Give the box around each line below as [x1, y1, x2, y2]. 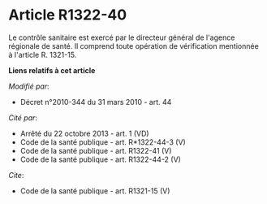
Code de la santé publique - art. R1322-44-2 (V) [19, 154, 181, 164]
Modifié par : [8, 81, 50, 91]
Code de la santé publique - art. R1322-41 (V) [19, 145, 172, 155]
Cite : [8, 170, 24, 180]
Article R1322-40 [8, 6, 127, 24]
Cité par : [8, 112, 38, 123]
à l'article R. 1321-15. [8, 50, 77, 59]
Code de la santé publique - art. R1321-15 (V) [19, 185, 170, 196]
